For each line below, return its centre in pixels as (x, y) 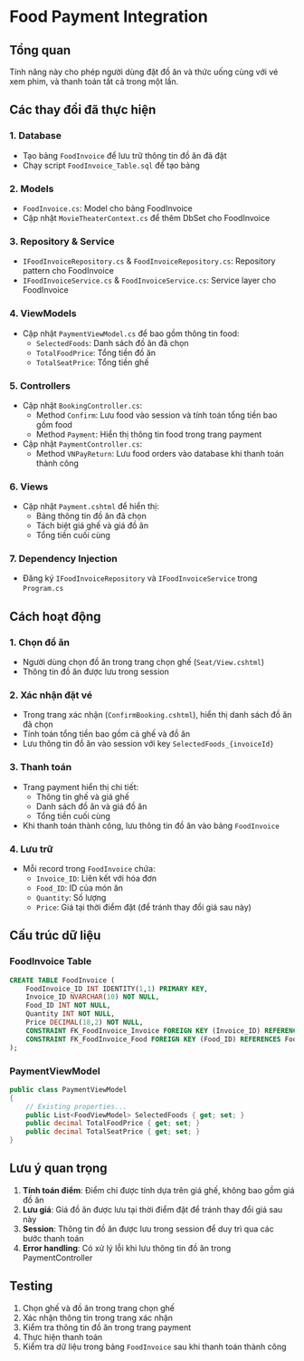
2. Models (32, 188)
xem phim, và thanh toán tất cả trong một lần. (94, 82)
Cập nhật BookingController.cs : (82, 405)
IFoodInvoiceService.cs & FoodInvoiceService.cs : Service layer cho (149, 280)
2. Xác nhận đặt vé (51, 695)
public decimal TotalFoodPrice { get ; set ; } (113, 1124)
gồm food (54, 424)
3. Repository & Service (62, 241)
